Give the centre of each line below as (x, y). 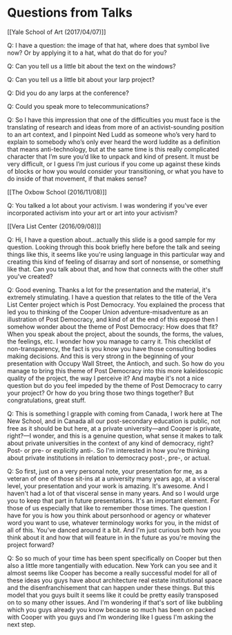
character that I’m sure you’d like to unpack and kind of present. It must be (113, 156)
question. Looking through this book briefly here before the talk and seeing (114, 247)
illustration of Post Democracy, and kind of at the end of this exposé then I (113, 319)
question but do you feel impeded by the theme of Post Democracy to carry (115, 385)
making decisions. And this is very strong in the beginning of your (100, 356)
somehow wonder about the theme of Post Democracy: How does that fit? (113, 326)
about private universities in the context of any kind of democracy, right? (110, 443)
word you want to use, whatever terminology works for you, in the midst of (113, 522)
